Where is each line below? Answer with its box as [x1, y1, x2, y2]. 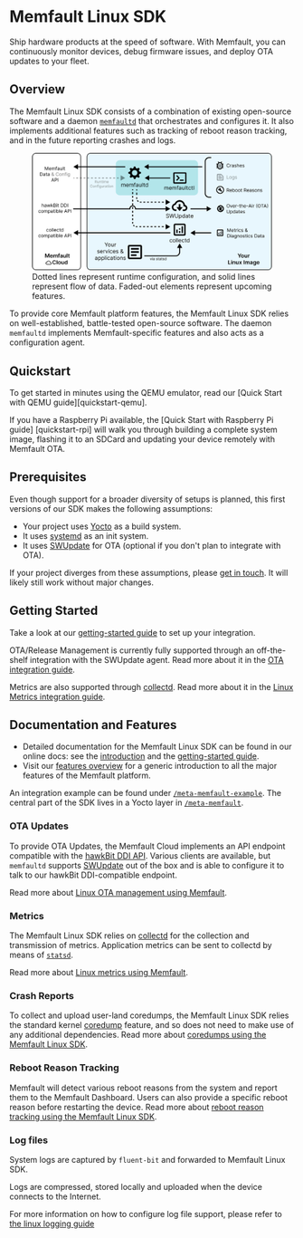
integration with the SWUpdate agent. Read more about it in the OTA [30, 654, 284, 665]
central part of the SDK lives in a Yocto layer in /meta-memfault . [9, 797, 244, 808]
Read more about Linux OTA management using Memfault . [9, 887, 228, 897]
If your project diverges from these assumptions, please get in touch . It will [9, 567, 289, 578]
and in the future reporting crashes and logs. [9, 134, 176, 146]
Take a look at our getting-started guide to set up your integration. [9, 627, 256, 638]
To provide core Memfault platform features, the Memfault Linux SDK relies [9, 308, 289, 319]
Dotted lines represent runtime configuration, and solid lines [32, 272, 256, 283]
